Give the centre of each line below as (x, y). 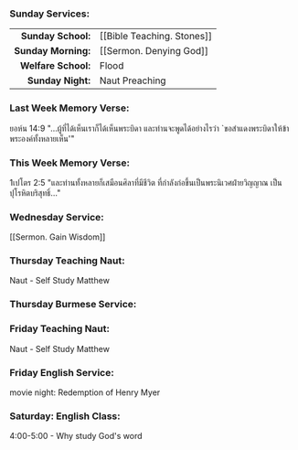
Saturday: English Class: (65, 416)
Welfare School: (55, 66)
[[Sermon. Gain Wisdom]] (58, 237)
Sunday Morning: (53, 51)
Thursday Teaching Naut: (67, 261)
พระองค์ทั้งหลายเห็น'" (42, 138)
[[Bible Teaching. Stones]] (156, 37)
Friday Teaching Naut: (59, 329)
